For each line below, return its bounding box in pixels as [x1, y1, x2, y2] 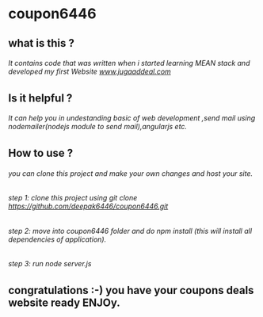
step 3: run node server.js [8, 259, 92, 269]
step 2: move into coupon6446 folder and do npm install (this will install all [8, 226, 252, 235]
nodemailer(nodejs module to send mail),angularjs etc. [8, 122, 188, 132]
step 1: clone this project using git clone [8, 193, 138, 203]
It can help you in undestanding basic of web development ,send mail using [8, 113, 256, 123]
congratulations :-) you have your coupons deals [8, 284, 254, 297]
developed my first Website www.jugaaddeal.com [8, 67, 172, 76]
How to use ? [8, 146, 74, 159]
